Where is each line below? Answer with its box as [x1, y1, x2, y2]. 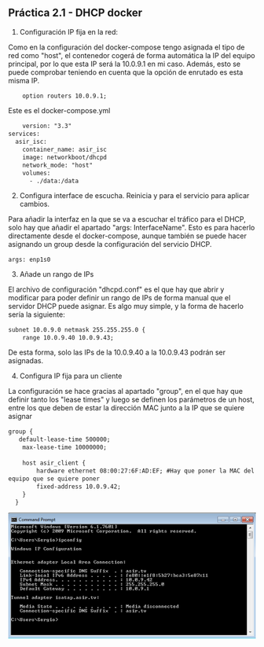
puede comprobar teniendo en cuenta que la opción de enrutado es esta [8, 67, 244, 77]
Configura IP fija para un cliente [19, 371, 123, 380]
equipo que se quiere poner [8, 475, 101, 483]
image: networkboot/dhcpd [22, 153, 108, 161]
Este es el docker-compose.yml [8, 105, 111, 115]
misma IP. [8, 75, 40, 85]
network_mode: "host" [22, 161, 93, 169]
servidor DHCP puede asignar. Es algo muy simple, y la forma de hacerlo [8, 301, 244, 311]
